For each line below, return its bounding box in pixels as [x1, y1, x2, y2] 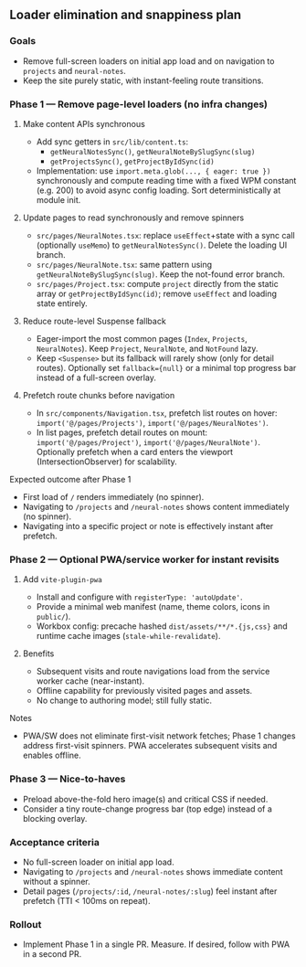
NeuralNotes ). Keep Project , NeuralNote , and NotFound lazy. [36, 343, 259, 354]
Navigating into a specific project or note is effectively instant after [22, 520, 274, 531]
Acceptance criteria [9, 835, 100, 848]
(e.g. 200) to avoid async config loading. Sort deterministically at [36, 185, 281, 196]
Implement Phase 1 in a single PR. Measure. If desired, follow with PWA [22, 939, 290, 950]
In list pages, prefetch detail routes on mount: [36, 427, 208, 438]
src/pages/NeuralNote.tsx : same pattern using [36, 259, 213, 270]
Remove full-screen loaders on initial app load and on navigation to [22, 55, 275, 67]
